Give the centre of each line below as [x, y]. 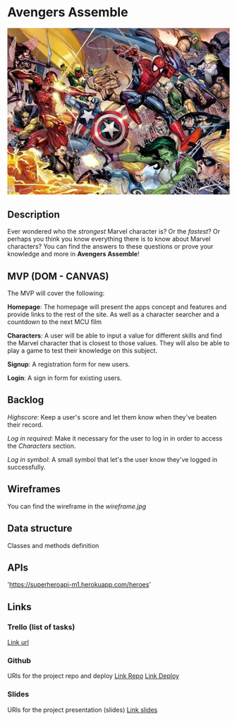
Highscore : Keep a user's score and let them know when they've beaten [112, 417]
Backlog [26, 400]
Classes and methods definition [53, 545]
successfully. [26, 467]
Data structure [40, 529]
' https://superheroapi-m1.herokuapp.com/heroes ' [79, 585]
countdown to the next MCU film [55, 322]
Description [34, 214]
